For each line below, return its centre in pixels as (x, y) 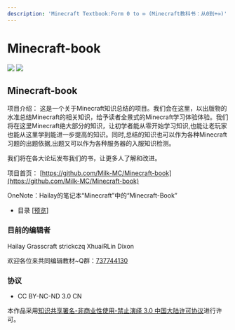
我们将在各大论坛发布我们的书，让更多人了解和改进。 (84, 158)
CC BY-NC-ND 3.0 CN (49, 296)
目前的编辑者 (29, 231)
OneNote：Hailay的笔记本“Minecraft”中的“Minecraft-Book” (92, 195)
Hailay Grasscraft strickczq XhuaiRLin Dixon (71, 246)
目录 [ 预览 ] (33, 210)
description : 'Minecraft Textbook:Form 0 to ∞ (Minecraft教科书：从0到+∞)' (117, 14)
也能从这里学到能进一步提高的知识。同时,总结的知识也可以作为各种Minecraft (117, 135)
